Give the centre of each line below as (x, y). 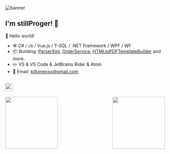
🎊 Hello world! (20, 36)
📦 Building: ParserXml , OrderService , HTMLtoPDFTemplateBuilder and (87, 51)
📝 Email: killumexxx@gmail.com (46, 71)
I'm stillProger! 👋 (32, 23)
